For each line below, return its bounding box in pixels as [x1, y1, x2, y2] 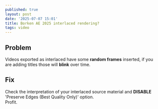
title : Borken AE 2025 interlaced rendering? [5, 21, 99, 26]
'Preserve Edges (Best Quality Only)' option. [5, 94, 94, 100]
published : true [5, 7, 38, 12]
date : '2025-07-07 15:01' [5, 16, 58, 21]
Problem [5, 44, 32, 52]
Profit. [5, 99, 18, 105]
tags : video [5, 25, 29, 30]
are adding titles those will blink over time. [5, 62, 90, 67]
